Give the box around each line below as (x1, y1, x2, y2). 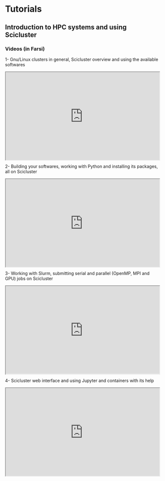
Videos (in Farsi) (5, 45, 45, 52)
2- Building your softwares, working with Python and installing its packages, (5, 163, 158, 170)
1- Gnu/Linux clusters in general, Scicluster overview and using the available (5, 56, 159, 62)
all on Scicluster (5, 169, 38, 175)
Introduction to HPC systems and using (5, 23, 127, 31)
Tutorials (5, 3, 42, 15)
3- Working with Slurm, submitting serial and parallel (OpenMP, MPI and (5, 271, 150, 277)
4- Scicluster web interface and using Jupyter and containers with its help (5, 378, 154, 383)
